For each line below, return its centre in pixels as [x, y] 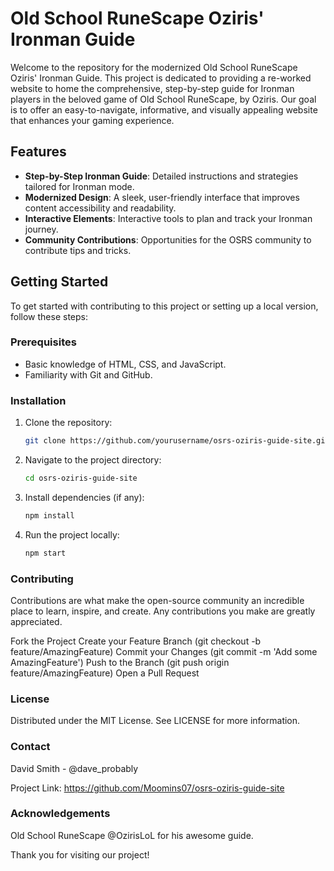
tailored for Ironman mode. [79, 186]
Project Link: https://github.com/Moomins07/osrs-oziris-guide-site [147, 788]
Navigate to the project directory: [93, 460]
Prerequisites [43, 342]
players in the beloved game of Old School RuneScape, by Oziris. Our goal [163, 99]
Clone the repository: [68, 423]
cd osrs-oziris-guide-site [81, 478]
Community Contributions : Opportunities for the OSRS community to [168, 239]
